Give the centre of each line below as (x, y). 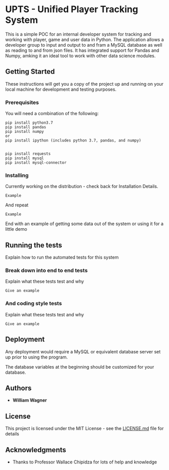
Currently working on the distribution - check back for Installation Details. (82, 187)
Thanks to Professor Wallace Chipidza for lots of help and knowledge (85, 462)
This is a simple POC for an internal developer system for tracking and (78, 34)
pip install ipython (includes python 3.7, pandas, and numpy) (73, 140)
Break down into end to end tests (47, 271)
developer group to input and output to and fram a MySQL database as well (84, 45)
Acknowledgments (36, 450)
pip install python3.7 (29, 123)
